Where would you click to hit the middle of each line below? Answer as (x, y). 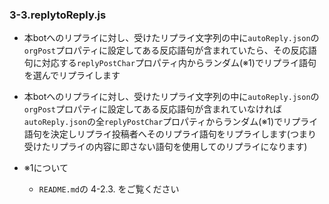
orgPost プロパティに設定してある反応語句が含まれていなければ (152, 109)
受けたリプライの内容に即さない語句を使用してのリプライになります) (165, 147)
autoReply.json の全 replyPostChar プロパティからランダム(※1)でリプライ (171, 122)
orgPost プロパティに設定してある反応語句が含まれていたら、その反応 (166, 50)
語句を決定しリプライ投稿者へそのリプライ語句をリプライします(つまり (170, 134)
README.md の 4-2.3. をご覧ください (109, 189)
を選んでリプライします (72, 75)
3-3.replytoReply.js (58, 15)
